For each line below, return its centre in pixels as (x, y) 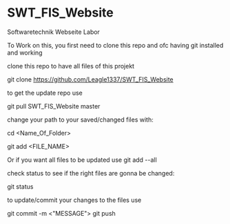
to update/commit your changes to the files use (74, 200)
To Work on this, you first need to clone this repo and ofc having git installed (115, 45)
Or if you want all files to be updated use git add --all (82, 160)
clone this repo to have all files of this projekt (71, 66)
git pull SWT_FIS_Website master (54, 106)
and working (25, 53)
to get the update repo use (45, 93)
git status (20, 186)
